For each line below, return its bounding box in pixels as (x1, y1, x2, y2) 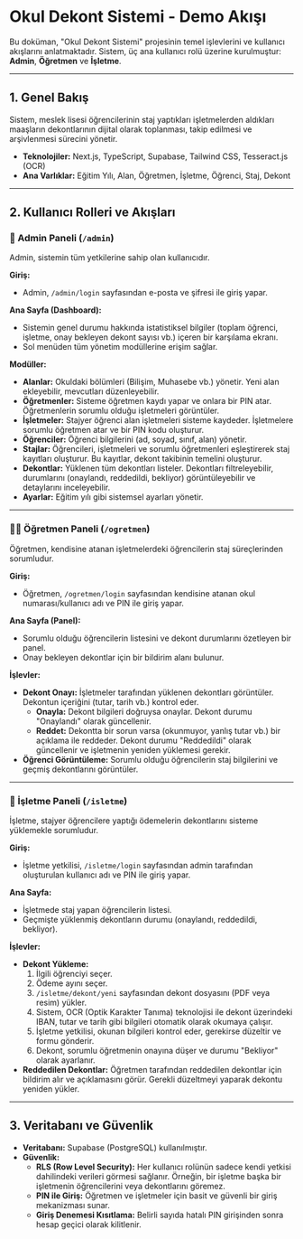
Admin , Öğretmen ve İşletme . (9, 55, 122, 66)
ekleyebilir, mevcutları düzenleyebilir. (22, 386, 160, 397)
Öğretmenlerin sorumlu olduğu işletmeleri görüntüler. (22, 405, 220, 417)
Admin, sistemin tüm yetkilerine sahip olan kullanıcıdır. (9, 252, 210, 263)
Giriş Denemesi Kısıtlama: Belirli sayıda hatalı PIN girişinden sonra (35, 1209, 284, 1220)
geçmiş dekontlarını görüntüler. (22, 764, 139, 774)
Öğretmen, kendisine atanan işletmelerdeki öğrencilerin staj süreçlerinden (9, 543, 284, 554)
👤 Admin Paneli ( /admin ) (9, 232, 115, 245)
